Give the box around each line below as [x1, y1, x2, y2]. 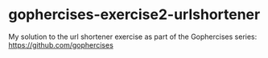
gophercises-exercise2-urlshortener [8, 6, 261, 24]
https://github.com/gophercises [8, 40, 114, 49]
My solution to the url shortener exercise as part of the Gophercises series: [8, 32, 258, 41]
